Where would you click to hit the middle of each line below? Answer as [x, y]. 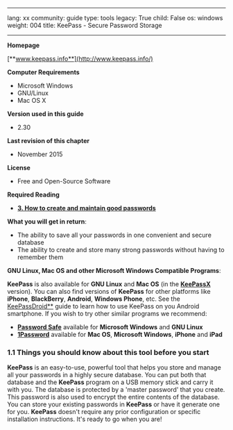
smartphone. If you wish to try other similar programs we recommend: [107, 314]
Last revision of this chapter [49, 141]
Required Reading [34, 195]
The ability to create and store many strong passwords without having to [121, 250]
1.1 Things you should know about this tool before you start [108, 352]
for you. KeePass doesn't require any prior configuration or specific [104, 412]
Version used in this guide [46, 114]
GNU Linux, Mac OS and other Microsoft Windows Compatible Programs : [114, 271]
